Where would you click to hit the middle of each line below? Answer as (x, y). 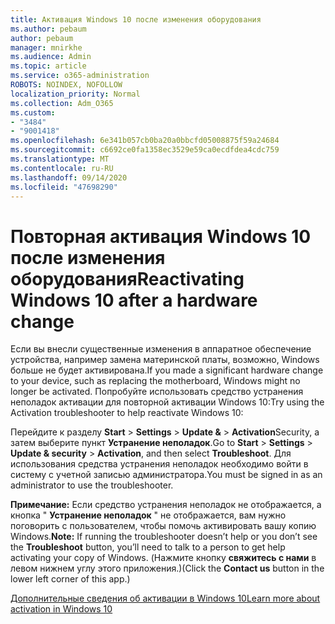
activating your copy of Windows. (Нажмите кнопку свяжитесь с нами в (163, 558)
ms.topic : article (48, 66)
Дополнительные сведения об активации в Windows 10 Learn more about (165, 598)
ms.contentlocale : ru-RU (62, 168)
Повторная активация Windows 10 (161, 236)
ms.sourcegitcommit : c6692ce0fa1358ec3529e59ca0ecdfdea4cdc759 (145, 150)
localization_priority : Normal (75, 94)
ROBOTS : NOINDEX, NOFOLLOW (66, 85)
